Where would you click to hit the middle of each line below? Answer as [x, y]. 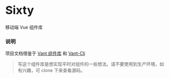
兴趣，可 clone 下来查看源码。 [53, 70]
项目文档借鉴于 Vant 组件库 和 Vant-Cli [45, 53]
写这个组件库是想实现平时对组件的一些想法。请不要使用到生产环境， [89, 64]
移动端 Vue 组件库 [24, 27]
